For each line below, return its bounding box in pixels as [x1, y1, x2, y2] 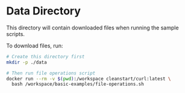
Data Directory [6, 4, 81, 18]
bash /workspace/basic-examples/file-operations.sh [11, 81, 145, 88]
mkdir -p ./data [6, 59, 47, 65]
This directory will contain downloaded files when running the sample [6, 24, 179, 31]
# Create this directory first [6, 53, 85, 59]
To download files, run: [6, 42, 63, 49]
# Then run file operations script [6, 70, 96, 76]
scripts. [6, 30, 25, 37]
